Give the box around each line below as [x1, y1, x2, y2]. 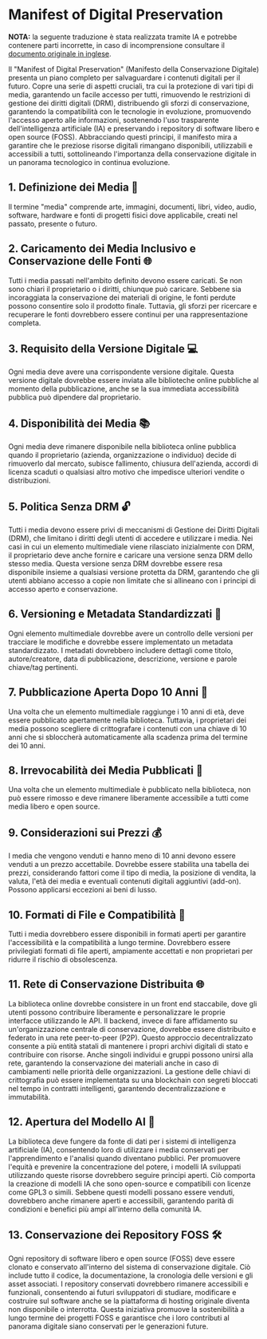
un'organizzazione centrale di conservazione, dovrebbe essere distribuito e [8, 1024, 257, 1034]
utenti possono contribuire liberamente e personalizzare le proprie [8, 1007, 226, 1017]
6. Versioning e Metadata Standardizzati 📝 [8, 608, 222, 621]
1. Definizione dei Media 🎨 [8, 181, 139, 195]
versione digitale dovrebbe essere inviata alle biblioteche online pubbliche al [8, 376, 259, 385]
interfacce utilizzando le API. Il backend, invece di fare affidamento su [8, 1015, 238, 1026]
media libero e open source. [8, 801, 100, 811]
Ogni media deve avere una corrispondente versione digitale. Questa [8, 367, 234, 376]
